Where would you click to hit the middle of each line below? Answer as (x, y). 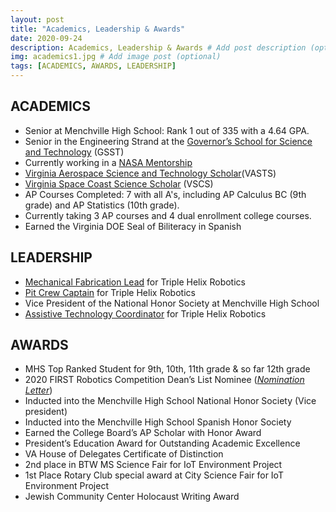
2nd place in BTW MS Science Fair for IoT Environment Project (153, 465)
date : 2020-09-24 (46, 38)
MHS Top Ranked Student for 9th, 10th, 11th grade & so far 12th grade (167, 369)
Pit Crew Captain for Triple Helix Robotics (110, 292)
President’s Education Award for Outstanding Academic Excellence (162, 443)
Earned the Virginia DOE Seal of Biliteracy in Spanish (133, 226)
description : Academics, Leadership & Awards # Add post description (158, 47)
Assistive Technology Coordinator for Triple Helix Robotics (145, 313)
